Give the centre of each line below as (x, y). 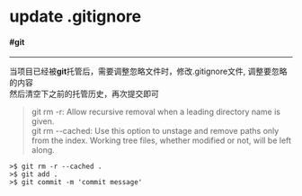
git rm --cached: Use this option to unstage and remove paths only (155, 131)
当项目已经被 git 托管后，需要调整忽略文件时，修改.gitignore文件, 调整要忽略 (148, 71)
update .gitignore (75, 17)
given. (43, 121)
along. (43, 150)
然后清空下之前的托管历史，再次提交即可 (84, 94)
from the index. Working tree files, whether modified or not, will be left (161, 140)
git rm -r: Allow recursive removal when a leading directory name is (156, 112)
